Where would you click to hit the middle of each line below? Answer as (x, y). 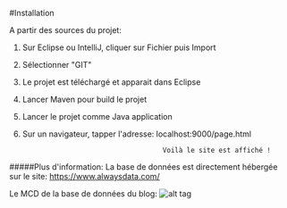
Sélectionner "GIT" (57, 65)
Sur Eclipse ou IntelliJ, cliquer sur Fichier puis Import (119, 47)
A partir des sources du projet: (66, 30)
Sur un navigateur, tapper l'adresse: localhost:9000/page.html (137, 134)
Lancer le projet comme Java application (97, 116)
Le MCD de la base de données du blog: (84, 194)
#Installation (32, 13)
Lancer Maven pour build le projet (84, 99)
